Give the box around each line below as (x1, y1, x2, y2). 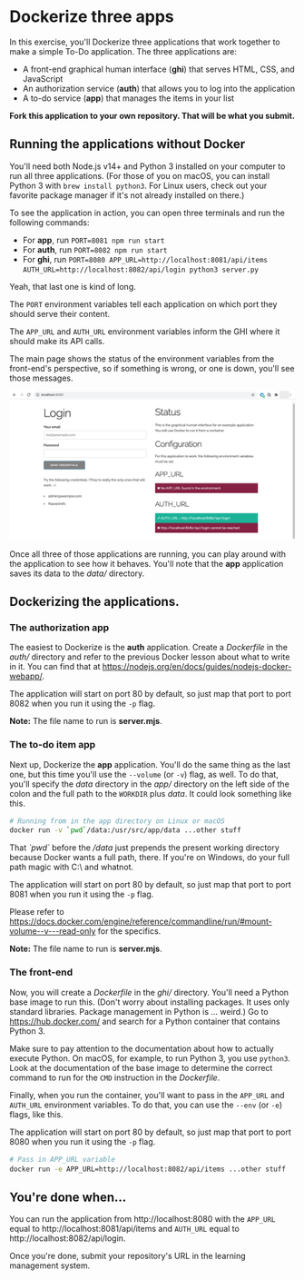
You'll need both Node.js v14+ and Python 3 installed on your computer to (9, 161, 286, 172)
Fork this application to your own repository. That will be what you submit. (9, 110, 295, 121)
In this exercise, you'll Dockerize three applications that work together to (9, 36, 280, 47)
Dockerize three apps (9, 6, 174, 27)
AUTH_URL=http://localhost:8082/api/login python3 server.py (22, 265, 260, 274)
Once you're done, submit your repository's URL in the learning (9, 1251, 247, 1262)
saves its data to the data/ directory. (9, 568, 145, 579)
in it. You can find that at (9, 661, 101, 672)
